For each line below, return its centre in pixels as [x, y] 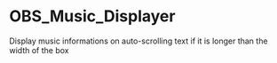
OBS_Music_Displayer [92, 16]
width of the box [39, 50]
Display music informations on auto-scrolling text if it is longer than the [138, 41]
